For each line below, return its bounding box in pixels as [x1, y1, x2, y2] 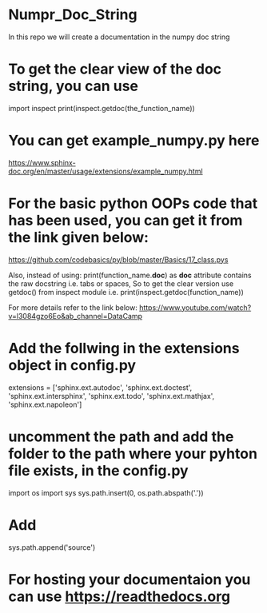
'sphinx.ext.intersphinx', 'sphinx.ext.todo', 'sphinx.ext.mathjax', [8, 391, 215, 400]
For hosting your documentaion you [8, 570, 251, 588]
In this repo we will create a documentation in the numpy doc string [8, 32, 230, 42]
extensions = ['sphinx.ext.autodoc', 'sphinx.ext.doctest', [8, 382, 193, 392]
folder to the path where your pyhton [8, 444, 258, 463]
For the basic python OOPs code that [8, 194, 258, 213]
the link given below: [8, 229, 149, 246]
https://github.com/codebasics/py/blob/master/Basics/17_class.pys [8, 254, 229, 265]
